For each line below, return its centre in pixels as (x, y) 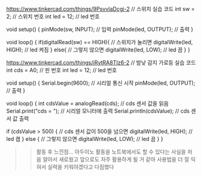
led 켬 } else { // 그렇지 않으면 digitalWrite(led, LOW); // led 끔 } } (85, 139)
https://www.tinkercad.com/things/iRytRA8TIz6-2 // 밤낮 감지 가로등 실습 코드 (101, 63)
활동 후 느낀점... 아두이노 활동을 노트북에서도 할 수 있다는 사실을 (111, 152)
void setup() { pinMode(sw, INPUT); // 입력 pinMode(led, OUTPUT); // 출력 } (100, 29)
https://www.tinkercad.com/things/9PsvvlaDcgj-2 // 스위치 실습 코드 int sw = (101, 9)
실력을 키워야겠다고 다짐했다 (81, 167)
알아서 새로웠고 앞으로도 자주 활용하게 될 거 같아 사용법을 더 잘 (116, 159)
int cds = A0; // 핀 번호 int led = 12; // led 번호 (62, 70)
